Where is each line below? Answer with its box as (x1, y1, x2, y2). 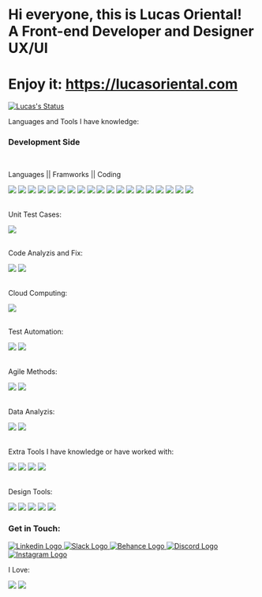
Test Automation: (8, 327, 64, 337)
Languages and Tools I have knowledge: (8, 117, 140, 127)
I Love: (8, 565, 30, 574)
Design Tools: (8, 487, 53, 497)
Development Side (8, 137, 80, 148)
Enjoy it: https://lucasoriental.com (8, 75, 238, 93)
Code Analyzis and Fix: (8, 248, 83, 258)
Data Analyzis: (8, 407, 55, 417)
